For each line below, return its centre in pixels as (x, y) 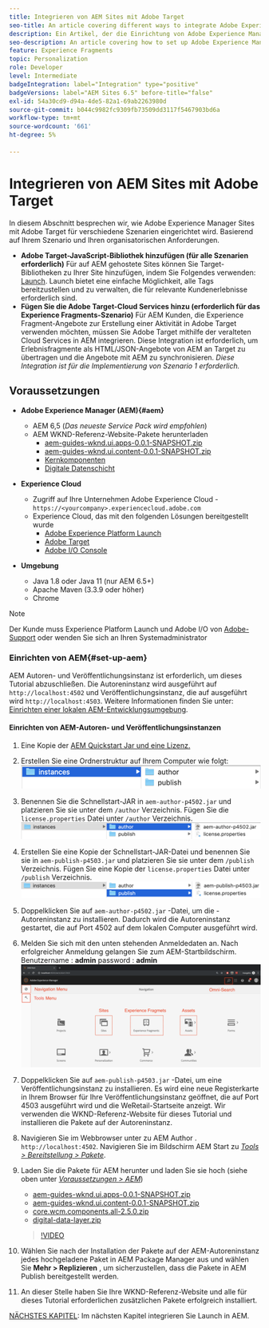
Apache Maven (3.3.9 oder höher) (88, 589)
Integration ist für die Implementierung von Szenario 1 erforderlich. (130, 366)
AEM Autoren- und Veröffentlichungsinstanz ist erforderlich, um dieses (126, 675)
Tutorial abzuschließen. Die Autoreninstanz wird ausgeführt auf (113, 684)
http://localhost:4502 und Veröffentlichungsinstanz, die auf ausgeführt (128, 692)
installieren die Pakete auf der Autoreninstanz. (97, 1123)
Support (22, 637)
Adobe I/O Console (76, 550)
